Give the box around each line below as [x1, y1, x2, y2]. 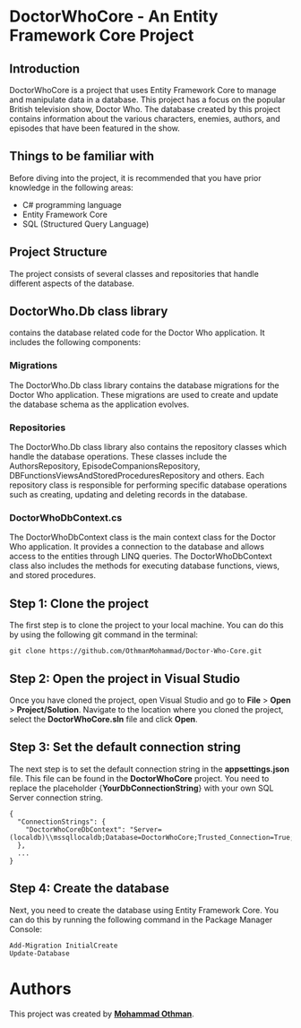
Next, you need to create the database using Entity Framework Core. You [9, 904, 279, 915]
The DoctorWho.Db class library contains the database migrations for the [9, 379, 279, 391]
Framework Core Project [9, 25, 194, 46]
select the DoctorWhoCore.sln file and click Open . [9, 713, 199, 724]
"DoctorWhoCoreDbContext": [25, 825, 126, 834]
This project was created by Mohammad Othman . [9, 1008, 194, 1019]
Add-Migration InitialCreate [9, 941, 118, 950]
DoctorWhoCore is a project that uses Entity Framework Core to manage [9, 85, 277, 95]
